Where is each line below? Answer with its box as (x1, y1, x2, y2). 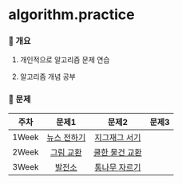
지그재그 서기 (94, 131, 141, 143)
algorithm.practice (8, 6, 135, 24)
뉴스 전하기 (46, 131, 86, 143)
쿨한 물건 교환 (93, 147, 142, 158)
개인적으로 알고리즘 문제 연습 (19, 55, 110, 65)
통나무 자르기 (94, 162, 141, 173)
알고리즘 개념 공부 (19, 72, 76, 81)
